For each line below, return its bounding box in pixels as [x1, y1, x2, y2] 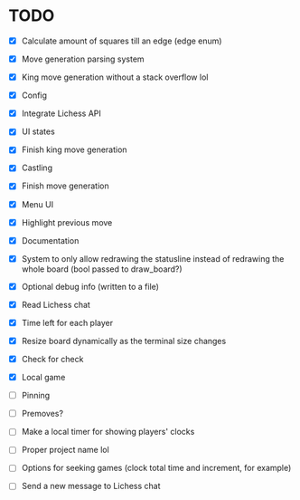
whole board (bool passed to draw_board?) [21, 264, 183, 274]
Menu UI [21, 198, 54, 209]
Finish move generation [21, 180, 109, 191]
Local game [21, 372, 66, 383]
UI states [21, 126, 55, 137]
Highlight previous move [21, 216, 113, 227]
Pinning [21, 390, 51, 401]
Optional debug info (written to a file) [21, 281, 160, 292]
